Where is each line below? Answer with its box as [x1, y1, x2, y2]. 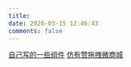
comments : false [8, 27, 63, 35]
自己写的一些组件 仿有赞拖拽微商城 [8, 50, 123, 60]
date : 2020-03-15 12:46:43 [8, 19, 99, 27]
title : [8, 11, 31, 20]
